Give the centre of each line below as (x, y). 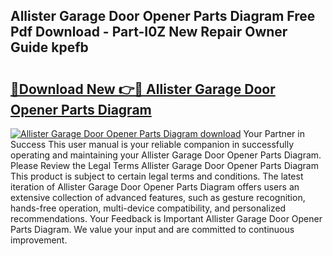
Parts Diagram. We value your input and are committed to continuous (152, 229)
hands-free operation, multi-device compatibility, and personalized (148, 208)
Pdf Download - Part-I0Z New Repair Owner (149, 32)
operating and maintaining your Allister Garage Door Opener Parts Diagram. (166, 155)
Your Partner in (274, 133)
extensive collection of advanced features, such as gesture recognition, (158, 197)
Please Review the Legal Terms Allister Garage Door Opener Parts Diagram (164, 165)
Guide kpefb (49, 47)
